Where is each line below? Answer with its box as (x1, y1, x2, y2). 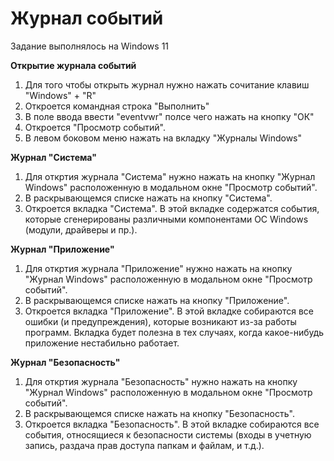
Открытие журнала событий (10, 59, 137, 71)
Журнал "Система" (10, 151, 97, 163)
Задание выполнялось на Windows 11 (10, 40, 170, 52)
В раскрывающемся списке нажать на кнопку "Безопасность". (24, 407, 295, 419)
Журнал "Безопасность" (10, 356, 121, 368)
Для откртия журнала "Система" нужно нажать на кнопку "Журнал (24, 170, 316, 182)
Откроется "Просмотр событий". (24, 121, 166, 133)
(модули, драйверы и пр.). (24, 223, 138, 236)
